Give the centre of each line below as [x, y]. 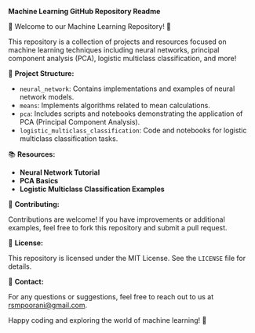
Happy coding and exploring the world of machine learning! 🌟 [107, 320]
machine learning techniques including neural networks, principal [114, 50]
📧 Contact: [26, 282]
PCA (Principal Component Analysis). [80, 122]
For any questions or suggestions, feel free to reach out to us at [111, 297]
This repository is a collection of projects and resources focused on [117, 42]
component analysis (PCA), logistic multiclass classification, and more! [122, 58]
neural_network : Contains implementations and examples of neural [127, 89]
